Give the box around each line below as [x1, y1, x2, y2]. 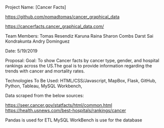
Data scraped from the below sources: [5, 93, 84, 98]
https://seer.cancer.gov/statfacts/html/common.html [5, 102, 112, 108]
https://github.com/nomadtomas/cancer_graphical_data [5, 14, 120, 19]
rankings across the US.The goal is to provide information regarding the [5, 63, 152, 68]
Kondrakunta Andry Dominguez [5, 38, 70, 44]
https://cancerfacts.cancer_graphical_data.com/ [5, 23, 104, 29]
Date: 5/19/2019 [5, 48, 38, 54]
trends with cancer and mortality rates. [5, 68, 85, 74]
